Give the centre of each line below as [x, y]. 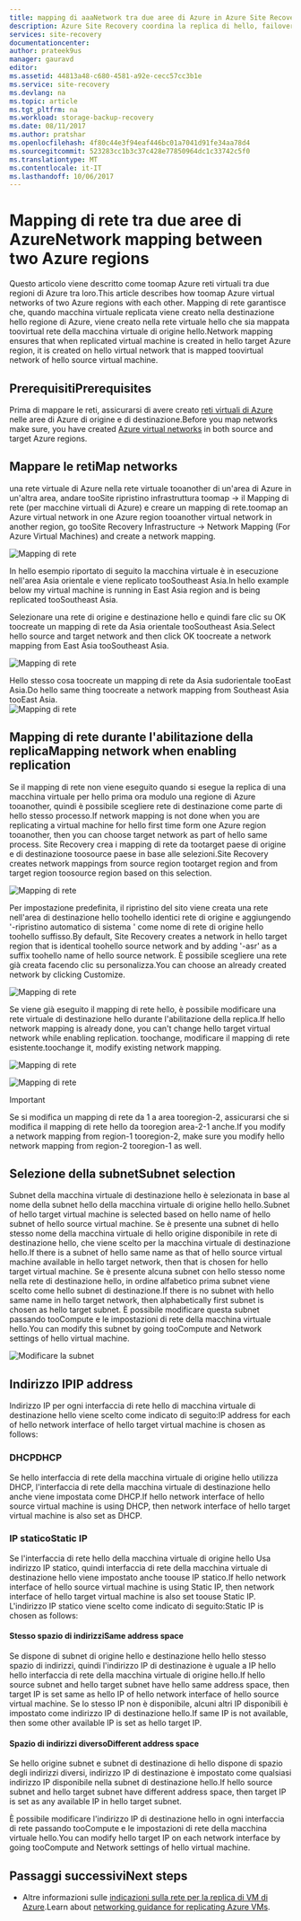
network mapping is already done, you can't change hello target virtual [140, 1028]
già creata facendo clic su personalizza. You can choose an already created [148, 965]
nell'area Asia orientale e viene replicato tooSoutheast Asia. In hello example [149, 580]
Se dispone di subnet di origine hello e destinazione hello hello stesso [138, 1656]
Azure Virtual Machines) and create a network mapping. [113, 536]
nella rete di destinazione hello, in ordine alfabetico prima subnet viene [140, 1282]
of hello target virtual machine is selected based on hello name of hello [140, 1214]
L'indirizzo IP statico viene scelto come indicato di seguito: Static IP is [137, 1606]
